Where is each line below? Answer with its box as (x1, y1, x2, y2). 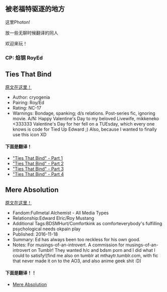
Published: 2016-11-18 (12, 231, 58, 237)
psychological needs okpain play (12, 226, 81, 232)
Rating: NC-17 (12, 105, 42, 111)
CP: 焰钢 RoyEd (5, 54, 43, 61)
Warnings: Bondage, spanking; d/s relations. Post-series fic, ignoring (12, 110, 155, 116)
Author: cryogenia (12, 94, 50, 100)
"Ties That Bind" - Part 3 (12, 165, 64, 172)
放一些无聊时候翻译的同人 (5, 30, 58, 36)
